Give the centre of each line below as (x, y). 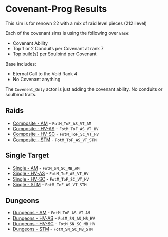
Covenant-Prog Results (56, 9)
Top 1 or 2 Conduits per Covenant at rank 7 (58, 48)
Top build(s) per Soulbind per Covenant (54, 54)
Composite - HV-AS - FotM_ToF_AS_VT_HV (55, 128)
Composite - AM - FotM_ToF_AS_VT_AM (52, 123)
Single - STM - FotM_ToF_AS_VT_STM (50, 184)
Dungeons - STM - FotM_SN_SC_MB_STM (53, 229)
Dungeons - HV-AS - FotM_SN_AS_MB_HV (54, 218)
